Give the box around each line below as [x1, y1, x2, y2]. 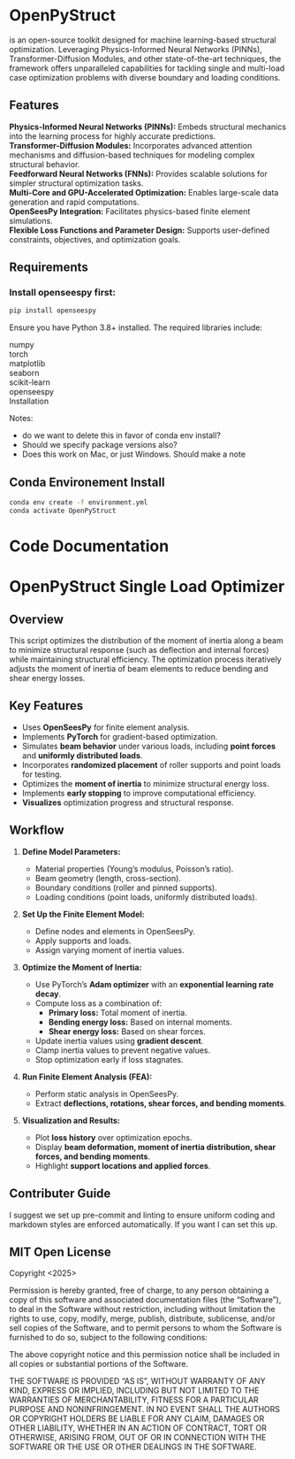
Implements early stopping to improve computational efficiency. [21, 787, 256, 798]
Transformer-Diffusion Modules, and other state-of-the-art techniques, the [9, 53, 282, 64]
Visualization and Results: [21, 1115, 121, 1125]
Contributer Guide [9, 1186, 111, 1202]
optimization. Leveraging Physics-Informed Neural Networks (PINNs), [9, 43, 262, 54]
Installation [9, 395, 49, 407]
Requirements [9, 260, 88, 275]
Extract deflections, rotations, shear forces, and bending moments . [34, 1098, 287, 1109]
